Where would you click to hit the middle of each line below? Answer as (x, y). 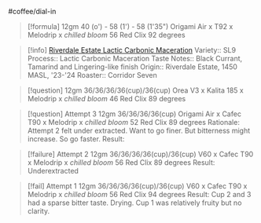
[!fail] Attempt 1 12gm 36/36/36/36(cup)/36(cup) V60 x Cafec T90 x (137, 186)
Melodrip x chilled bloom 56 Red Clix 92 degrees (107, 35)
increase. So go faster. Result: (76, 139)
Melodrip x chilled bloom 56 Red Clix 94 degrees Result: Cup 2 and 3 (139, 194)
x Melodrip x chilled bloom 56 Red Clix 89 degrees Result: (121, 163)
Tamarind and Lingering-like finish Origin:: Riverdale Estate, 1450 (132, 67)
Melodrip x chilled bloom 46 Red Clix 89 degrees (107, 99)
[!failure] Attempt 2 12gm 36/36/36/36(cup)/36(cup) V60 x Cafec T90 (140, 154)
